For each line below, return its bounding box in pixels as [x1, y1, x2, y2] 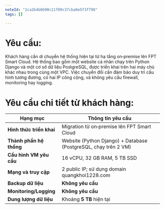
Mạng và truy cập [7, 169, 50, 175]
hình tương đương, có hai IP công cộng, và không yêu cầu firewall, [5, 74, 139, 80]
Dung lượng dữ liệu [7, 196, 53, 203]
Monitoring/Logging [7, 188, 55, 195]
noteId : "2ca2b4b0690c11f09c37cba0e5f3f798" [5, 7, 98, 12]
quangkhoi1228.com [61, 172, 110, 179]
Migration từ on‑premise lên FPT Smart [61, 123, 151, 130]
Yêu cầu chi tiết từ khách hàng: [5, 97, 134, 108]
